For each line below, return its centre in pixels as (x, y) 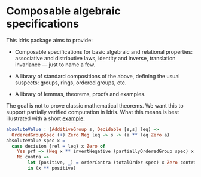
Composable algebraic (63, 11)
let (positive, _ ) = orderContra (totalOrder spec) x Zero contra (112, 163)
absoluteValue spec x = (36, 141)
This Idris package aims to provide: (49, 40)
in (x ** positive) (52, 169)
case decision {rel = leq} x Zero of (59, 146)
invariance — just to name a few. (55, 65)
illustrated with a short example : (45, 118)
